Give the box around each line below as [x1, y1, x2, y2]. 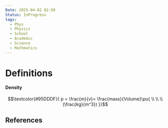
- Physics [10, 27, 30, 32]
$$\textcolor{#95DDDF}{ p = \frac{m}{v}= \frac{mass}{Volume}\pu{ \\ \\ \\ [7, 96, 163, 102]
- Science [10, 41, 30, 46]
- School [10, 31, 28, 36]
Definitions [5, 67, 53, 79]
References [5, 116, 43, 125]
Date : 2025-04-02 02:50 [5, 7, 56, 13]
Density [5, 85, 22, 91]
